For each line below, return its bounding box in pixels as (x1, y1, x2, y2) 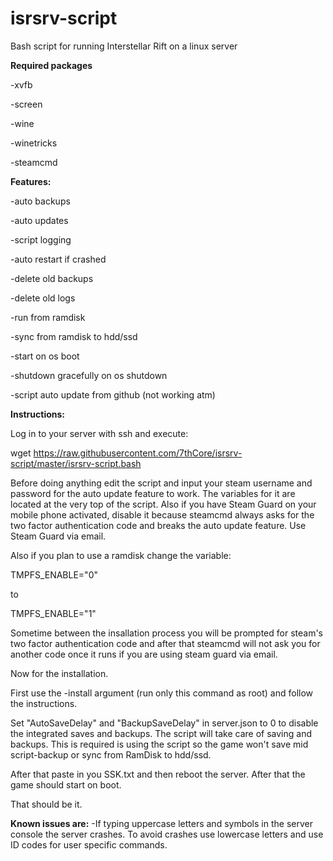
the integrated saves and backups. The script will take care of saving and (10, 727, 312, 739)
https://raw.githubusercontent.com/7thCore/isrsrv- (33, 447, 243, 459)
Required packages (10, 59, 93, 71)
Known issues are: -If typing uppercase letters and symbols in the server (10, 817, 313, 829)
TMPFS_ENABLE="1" (10, 607, 97, 619)
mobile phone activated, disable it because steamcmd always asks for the (10, 508, 315, 521)
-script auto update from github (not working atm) (10, 388, 216, 401)
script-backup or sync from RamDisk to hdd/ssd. (10, 748, 212, 761)
